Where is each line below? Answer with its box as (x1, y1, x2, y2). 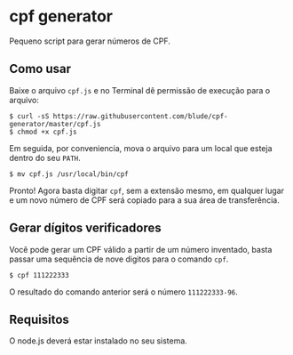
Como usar (9, 61, 72, 77)
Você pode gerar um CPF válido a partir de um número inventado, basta (9, 244, 273, 254)
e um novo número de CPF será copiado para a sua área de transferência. (9, 194, 280, 206)
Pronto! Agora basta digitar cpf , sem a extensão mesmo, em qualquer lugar (9, 185, 284, 196)
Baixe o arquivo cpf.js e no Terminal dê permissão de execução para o (9, 85, 271, 95)
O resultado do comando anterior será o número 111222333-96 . (9, 286, 238, 297)
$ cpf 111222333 (9, 270, 69, 279)
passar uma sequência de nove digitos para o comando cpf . (9, 254, 229, 264)
